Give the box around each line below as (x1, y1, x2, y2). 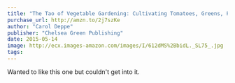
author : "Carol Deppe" (7, 23, 73, 30)
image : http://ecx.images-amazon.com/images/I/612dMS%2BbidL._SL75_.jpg (7, 42, 224, 49)
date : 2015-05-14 (7, 36, 58, 43)
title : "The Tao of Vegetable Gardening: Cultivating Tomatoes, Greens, (7, 10, 224, 17)
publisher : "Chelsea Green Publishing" (7, 29, 124, 37)
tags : (7, 49, 23, 56)
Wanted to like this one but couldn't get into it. (7, 67, 140, 76)
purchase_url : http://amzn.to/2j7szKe (7, 17, 120, 24)
